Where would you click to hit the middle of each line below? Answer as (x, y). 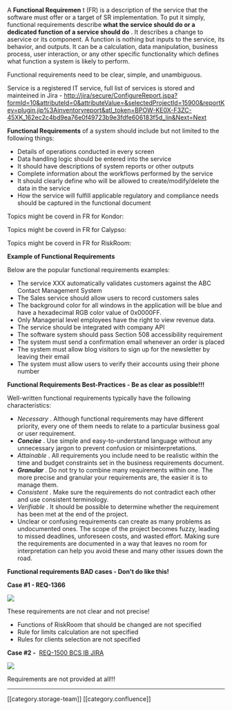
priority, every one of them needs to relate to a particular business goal (118, 426)
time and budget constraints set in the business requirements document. (120, 463)
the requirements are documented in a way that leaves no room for (112, 544)
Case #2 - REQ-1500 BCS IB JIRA (56, 653)
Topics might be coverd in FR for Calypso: (67, 230)
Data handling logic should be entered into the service (94, 159)
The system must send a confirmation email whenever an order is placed (121, 342)
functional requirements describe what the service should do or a (101, 25)
